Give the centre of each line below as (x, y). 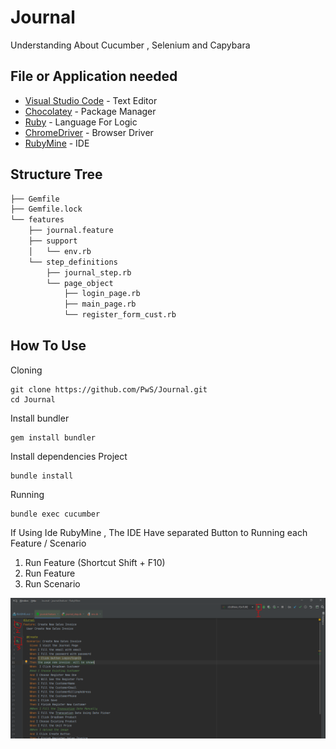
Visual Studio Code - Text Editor (91, 100)
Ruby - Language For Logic (81, 122)
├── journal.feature (71, 231)
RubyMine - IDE (57, 143)
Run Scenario (52, 583)
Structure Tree (56, 174)
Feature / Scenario (48, 543)
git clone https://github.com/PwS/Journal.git (109, 389)
